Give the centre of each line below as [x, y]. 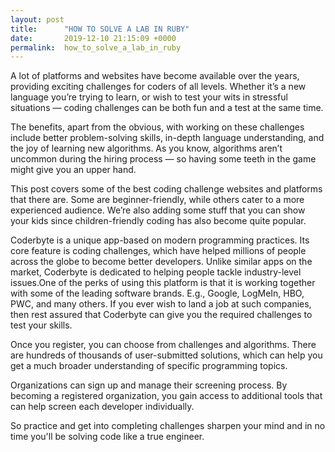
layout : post [37, 19]
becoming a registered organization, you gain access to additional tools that [166, 396]
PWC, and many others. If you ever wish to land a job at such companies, [161, 304]
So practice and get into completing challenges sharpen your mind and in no [168, 426]
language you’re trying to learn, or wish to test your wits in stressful [149, 97]
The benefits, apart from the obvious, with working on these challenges [157, 127]
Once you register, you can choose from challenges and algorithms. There [163, 345]
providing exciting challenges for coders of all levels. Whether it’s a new [158, 87]
